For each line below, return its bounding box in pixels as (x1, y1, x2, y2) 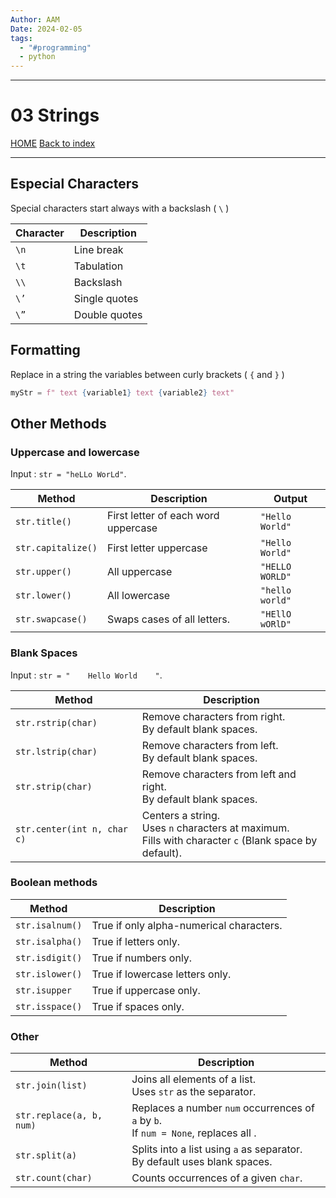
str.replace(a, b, (15, 1110, 103, 1121)
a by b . (131, 1114, 162, 1128)
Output (273, 492, 308, 506)
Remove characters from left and (141, 767, 297, 781)
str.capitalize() (15, 542, 98, 554)
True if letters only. (91, 934, 180, 948)
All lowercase (106, 589, 171, 603)
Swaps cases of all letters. (106, 612, 231, 626)
